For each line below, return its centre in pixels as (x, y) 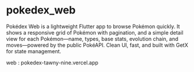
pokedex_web (41, 10)
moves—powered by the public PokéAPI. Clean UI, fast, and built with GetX (97, 45)
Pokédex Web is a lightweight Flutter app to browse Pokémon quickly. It (93, 26)
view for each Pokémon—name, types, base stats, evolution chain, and (92, 39)
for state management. (34, 51)
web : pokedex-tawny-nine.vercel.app (52, 63)
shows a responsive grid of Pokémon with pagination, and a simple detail (95, 32)
